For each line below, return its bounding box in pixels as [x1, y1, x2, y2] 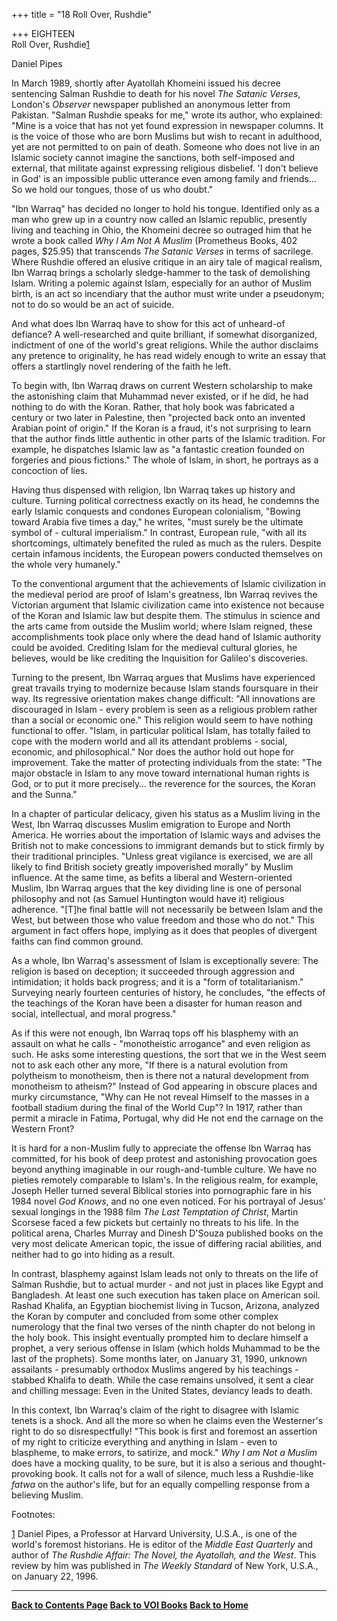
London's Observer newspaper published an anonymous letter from [11, 99, 291, 110]
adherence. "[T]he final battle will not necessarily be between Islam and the [11, 904, 324, 915]
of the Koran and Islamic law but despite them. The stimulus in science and [11, 610, 321, 621]
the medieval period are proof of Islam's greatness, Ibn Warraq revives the [11, 589, 318, 600]
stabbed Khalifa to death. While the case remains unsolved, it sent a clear [11, 1374, 314, 1386]
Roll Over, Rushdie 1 [11, 39, 91, 50]
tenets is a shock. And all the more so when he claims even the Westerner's [11, 1415, 324, 1426]
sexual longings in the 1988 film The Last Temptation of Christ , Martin [11, 1206, 299, 1218]
